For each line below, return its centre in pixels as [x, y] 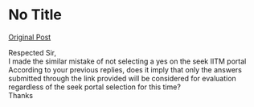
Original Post [30, 37]
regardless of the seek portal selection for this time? [94, 87]
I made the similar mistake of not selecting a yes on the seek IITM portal [127, 61]
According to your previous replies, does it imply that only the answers [125, 69]
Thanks [21, 95]
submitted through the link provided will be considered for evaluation [123, 78]
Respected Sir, [33, 52]
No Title [35, 15]
